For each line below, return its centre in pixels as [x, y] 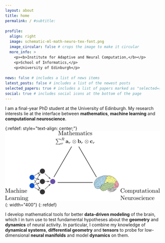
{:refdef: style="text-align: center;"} [41, 128]
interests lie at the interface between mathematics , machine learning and [80, 113]
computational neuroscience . [36, 119]
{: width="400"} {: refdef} [31, 205]
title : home [17, 16]
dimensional [17, 235]
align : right [23, 36]
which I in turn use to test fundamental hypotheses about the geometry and [82, 220]
